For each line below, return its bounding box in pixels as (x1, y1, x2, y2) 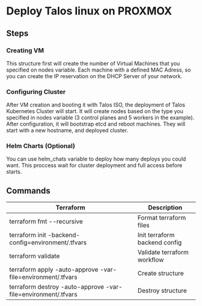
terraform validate (9, 252, 60, 260)
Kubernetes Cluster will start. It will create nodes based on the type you (6, 108, 183, 115)
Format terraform (137, 213, 186, 222)
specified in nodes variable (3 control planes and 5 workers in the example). (6, 114, 195, 121)
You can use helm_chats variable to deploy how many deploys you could (6, 155, 186, 163)
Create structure (137, 269, 185, 278)
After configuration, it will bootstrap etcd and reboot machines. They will (6, 120, 185, 127)
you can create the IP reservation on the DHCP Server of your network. (6, 72, 183, 79)
